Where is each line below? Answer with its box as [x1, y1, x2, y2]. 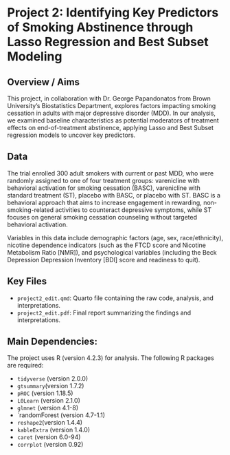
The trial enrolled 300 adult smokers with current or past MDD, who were [7, 169, 214, 177]
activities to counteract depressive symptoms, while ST [54, 205, 211, 214]
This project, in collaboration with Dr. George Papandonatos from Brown [7, 94, 211, 103]
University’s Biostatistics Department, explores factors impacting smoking [7, 102, 216, 109]
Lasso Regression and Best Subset [7, 34, 209, 50]
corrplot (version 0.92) [16, 441, 84, 449]
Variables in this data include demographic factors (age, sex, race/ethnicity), [7, 233, 224, 242]
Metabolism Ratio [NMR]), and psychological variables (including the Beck [7, 248, 218, 256]
